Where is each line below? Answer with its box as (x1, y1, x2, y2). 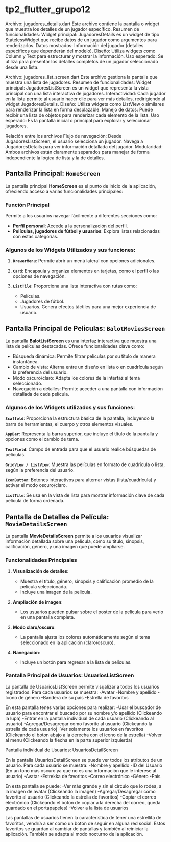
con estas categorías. (12, 234, 59, 240)
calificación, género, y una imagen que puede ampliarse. (5, 544, 125, 550)
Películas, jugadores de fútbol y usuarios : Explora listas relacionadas (12, 228, 160, 234)
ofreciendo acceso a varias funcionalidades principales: (5, 188, 124, 194)
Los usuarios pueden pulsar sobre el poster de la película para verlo (20, 609, 163, 615)
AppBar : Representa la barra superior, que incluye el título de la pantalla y (5, 431, 158, 437)
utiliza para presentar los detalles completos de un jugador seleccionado (5, 58, 158, 64)
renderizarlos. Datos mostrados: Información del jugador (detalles (5, 42, 144, 48)
